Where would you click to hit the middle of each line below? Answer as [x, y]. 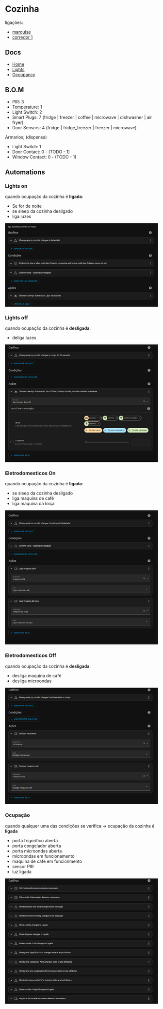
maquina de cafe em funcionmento [47, 861]
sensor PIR [23, 866]
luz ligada [22, 871]
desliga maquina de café [37, 675]
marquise [21, 32]
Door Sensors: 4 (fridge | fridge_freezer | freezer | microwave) [74, 127]
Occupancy [24, 75]
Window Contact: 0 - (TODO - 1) [44, 157]
